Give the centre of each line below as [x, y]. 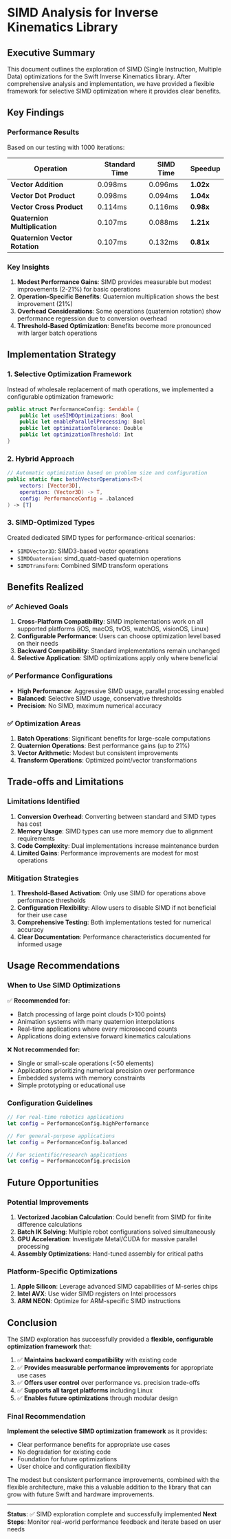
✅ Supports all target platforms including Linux [85, 1390]
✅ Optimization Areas [44, 723]
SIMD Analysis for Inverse [83, 13]
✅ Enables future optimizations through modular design [97, 1398]
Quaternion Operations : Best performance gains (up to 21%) [103, 746]
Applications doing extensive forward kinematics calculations [104, 1036]
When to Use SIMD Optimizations [64, 985]
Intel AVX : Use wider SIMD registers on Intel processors [97, 1294]
